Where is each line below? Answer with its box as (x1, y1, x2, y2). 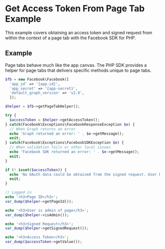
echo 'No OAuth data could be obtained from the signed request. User (9, 172, 157, 177)
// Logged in (5, 190, 32, 195)
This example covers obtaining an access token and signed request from (5, 29, 152, 35)
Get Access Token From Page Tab (5, 3, 145, 14)
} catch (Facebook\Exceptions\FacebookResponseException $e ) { (5, 122, 135, 127)
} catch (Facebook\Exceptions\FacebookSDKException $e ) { (5, 140, 124, 145)
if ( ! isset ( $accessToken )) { (5, 167, 67, 172)
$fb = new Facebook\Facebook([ (5, 77, 69, 82)
